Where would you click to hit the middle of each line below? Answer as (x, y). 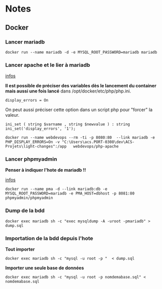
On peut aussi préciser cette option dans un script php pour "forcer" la (79, 110)
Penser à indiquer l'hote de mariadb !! (46, 170)
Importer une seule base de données (45, 268)
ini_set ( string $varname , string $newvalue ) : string (68, 124)
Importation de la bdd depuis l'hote (49, 238)
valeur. (12, 115)
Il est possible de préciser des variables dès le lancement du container (81, 86)
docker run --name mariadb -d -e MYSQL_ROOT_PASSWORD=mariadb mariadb (81, 52)
